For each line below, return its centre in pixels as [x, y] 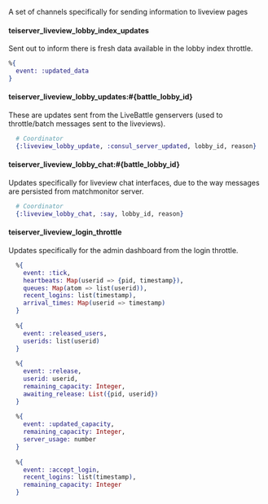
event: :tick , [47, 273]
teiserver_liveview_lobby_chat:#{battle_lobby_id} [94, 164]
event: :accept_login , [62, 470]
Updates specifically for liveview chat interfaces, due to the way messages [134, 182]
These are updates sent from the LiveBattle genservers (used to [116, 115]
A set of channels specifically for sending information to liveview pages [128, 12]
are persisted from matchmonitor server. [76, 191]
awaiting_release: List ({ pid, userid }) [91, 394]
